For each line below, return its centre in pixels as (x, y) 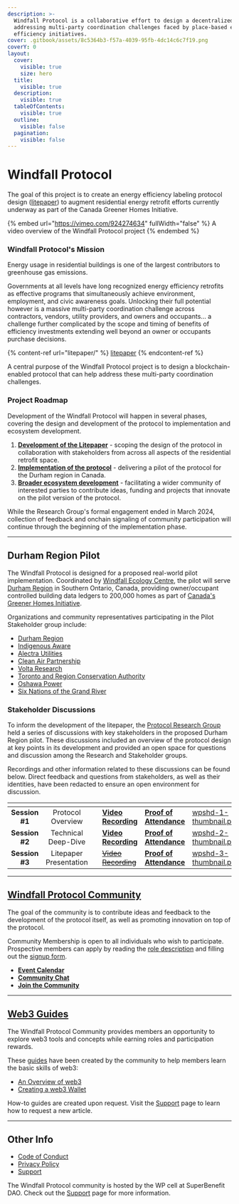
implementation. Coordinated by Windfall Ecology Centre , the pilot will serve (119, 580)
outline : (27, 120)
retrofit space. (38, 460)
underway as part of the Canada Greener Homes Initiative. (93, 210)
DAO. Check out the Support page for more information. (89, 1193)
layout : (19, 54)
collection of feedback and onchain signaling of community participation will (119, 519)
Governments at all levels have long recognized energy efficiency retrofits (116, 286)
